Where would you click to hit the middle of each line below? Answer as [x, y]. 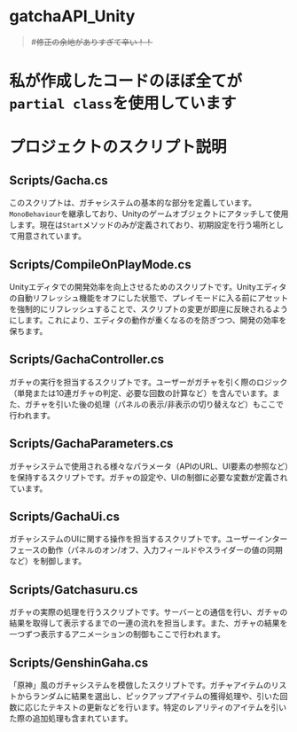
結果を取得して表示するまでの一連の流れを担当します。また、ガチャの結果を [148, 623]
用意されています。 [51, 236]
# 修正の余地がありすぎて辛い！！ [92, 42]
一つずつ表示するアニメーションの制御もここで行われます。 [117, 635]
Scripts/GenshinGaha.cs [79, 662]
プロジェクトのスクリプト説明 [118, 147]
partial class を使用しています [123, 103]
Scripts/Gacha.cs [59, 180]
